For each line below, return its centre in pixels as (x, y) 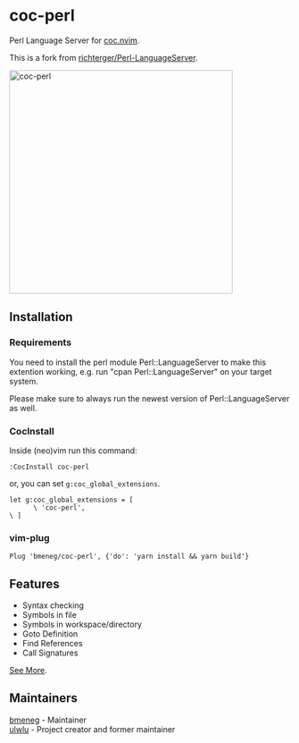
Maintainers (44, 698)
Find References (52, 644)
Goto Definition (50, 634)
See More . (28, 671)
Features (34, 583)
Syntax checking (53, 605)
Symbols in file (50, 615)
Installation (41, 317)
